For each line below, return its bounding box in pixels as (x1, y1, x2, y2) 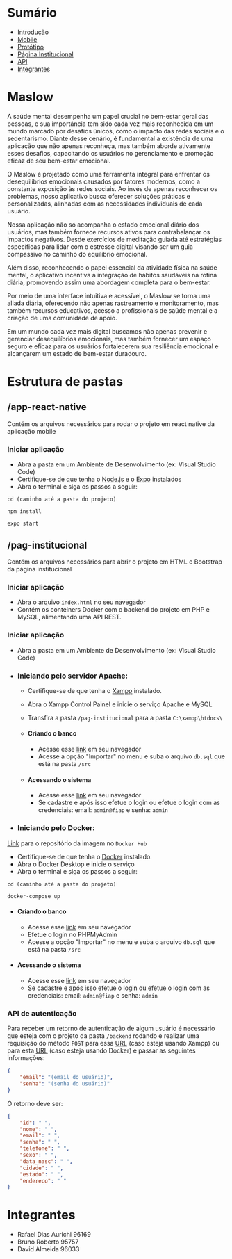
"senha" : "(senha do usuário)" (19, 1080, 110, 1087)
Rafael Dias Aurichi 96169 (17, 1230, 92, 1239)
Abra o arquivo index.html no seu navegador (17, 598, 146, 606)
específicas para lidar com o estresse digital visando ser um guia (7, 242, 193, 251)
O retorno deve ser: (7, 1099, 63, 1107)
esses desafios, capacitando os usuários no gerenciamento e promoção (7, 149, 214, 157)
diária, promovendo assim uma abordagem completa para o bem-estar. (7, 278, 211, 286)
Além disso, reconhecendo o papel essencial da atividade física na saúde (7, 263, 217, 272)
